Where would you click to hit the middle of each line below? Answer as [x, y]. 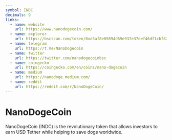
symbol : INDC [19, 10]
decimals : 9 [18, 15]
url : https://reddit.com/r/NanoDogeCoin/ [59, 86]
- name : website [27, 24]
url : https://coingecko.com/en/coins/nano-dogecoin [71, 67]
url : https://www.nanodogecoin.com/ [54, 29]
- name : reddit [26, 82]
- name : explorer [28, 34]
